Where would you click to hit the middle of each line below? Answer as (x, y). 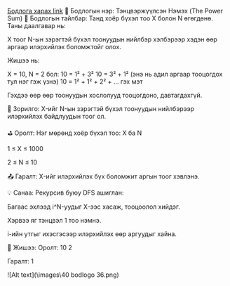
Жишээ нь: (23, 60)
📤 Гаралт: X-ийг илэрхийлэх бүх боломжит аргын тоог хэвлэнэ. (103, 176)
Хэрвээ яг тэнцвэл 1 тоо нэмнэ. (54, 220)
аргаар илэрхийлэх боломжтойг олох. (64, 47)
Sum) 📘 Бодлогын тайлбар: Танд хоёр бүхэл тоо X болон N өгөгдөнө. (110, 18)
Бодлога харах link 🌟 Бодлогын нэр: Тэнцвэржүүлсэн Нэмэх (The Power (115, 11)
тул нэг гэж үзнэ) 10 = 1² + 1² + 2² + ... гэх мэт (75, 82)
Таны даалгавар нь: (37, 26)
